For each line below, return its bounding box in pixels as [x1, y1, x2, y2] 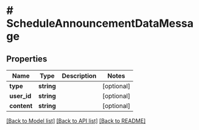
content [9, 101, 33, 110]
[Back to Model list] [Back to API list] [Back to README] [6, 117, 146, 125]
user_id [9, 92, 32, 100]
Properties [6, 53, 47, 64]
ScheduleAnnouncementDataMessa [6, 16, 194, 30]
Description [61, 72, 97, 80]
